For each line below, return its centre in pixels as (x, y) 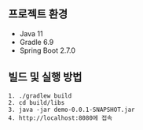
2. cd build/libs (37, 102)
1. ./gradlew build (40, 96)
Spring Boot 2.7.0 (48, 50)
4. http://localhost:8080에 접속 (60, 118)
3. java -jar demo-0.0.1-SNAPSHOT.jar (71, 110)
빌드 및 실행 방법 (45, 77)
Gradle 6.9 (37, 42)
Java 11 (31, 33)
